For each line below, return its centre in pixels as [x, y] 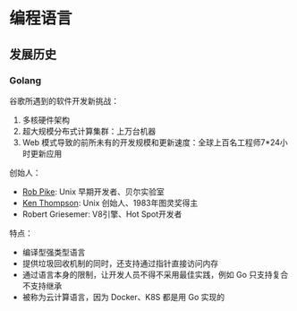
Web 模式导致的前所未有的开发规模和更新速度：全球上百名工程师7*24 [151, 142]
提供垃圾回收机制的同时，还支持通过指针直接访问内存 [120, 263]
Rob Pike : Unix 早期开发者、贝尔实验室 [93, 191]
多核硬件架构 [46, 120]
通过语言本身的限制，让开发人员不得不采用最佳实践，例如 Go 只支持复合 [155, 274]
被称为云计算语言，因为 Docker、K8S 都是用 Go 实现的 [123, 297]
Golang [25, 80]
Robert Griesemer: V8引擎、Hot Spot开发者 [102, 214]
